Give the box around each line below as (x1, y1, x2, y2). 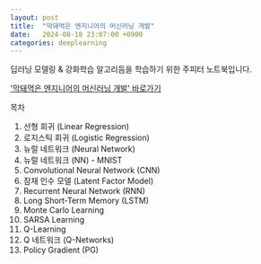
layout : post (10, 13, 59, 22)
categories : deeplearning (10, 38, 107, 48)
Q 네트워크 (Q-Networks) (22, 234, 115, 245)
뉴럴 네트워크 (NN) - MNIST (22, 154, 123, 166)
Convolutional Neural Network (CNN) (22, 165, 161, 176)
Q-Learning (22, 224, 66, 234)
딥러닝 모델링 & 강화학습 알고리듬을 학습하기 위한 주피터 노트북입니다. (10, 64, 252, 75)
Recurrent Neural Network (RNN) (22, 186, 146, 197)
